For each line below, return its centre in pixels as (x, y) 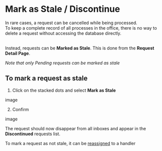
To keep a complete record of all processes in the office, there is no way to (81, 28)
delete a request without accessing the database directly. (63, 33)
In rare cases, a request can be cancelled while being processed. (71, 23)
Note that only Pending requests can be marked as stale (63, 63)
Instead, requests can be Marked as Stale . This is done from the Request (80, 48)
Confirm (21, 109)
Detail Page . (18, 53)
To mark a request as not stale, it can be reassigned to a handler (70, 143)
